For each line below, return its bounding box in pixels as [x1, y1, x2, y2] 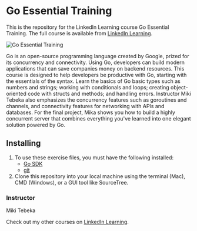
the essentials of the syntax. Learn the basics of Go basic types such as [6, 78, 181, 85]
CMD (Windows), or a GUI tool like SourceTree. [14, 179, 129, 186]
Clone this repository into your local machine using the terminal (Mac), [14, 172, 185, 180]
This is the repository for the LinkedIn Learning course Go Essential [6, 24, 169, 31]
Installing [6, 138, 41, 148]
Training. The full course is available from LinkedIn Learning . [6, 29, 153, 36]
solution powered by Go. [6, 121, 66, 128]
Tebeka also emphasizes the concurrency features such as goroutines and [6, 96, 187, 103]
